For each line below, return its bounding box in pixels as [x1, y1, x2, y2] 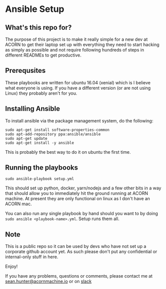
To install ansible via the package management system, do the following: [5, 117, 154, 123]
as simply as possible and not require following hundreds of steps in [5, 47, 145, 53]
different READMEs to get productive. [5, 52, 82, 58]
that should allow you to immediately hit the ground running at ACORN [5, 190, 148, 196]
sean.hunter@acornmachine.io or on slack [5, 279, 92, 285]
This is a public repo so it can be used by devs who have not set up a [5, 243, 146, 249]
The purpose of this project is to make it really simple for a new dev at [5, 36, 148, 42]
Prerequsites [5, 66, 46, 75]
